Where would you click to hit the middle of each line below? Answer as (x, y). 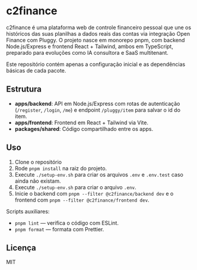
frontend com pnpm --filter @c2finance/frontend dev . (82, 200)
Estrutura (24, 90)
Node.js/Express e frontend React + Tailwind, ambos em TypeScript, (90, 46)
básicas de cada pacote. (36, 70)
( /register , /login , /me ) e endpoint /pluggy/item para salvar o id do (98, 110)
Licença (21, 248)
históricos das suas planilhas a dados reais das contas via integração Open (98, 33)
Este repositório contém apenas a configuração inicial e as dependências (96, 64)
